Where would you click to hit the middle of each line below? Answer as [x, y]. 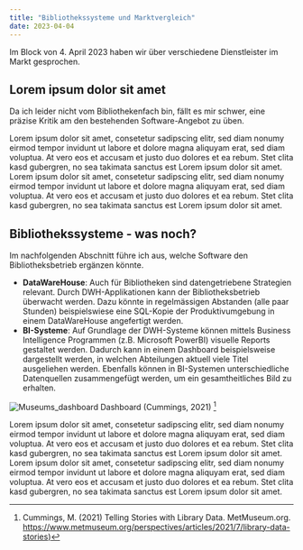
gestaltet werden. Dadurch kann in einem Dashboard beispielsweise [149, 350]
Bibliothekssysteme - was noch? [103, 234]
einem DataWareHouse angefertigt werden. [103, 321]
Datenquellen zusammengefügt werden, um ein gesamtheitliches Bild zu [157, 379]
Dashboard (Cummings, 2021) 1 [158, 406]
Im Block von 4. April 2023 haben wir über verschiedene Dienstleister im [144, 51]
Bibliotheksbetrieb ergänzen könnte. [77, 265]
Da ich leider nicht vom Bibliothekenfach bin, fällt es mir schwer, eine [138, 111]
